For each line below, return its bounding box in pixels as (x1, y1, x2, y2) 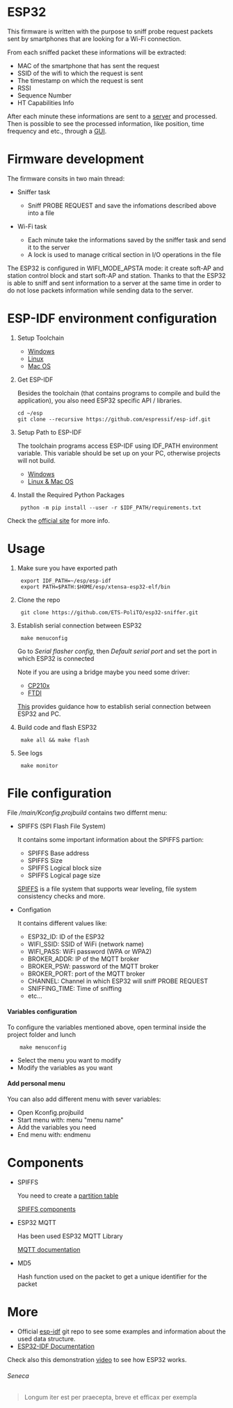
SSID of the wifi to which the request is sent (17, 69, 143, 77)
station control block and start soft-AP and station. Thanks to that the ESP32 (7, 271, 226, 279)
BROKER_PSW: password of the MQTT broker (27, 962, 159, 970)
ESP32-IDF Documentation (17, 1342, 95, 1350)
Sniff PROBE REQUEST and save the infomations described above (27, 201, 217, 210)
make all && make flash (20, 736, 90, 744)
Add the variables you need (17, 1123, 97, 1132)
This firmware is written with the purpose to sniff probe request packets (7, 27, 214, 36)
